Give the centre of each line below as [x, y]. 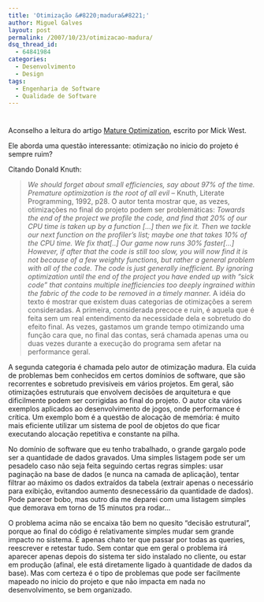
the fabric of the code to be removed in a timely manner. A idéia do [136, 294]
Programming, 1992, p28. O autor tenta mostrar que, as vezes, [128, 201]
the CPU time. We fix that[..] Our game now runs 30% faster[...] [131, 243]
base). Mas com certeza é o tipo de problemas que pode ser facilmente [124, 573]
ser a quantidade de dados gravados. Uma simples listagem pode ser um [127, 458]
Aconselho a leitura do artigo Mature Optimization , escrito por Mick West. [127, 131]
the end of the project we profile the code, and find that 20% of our [137, 218]
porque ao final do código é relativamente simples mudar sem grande [121, 531]
